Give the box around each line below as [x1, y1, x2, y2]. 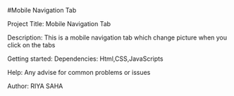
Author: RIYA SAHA [7, 82, 63, 90]
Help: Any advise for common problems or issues [7, 68, 151, 76]
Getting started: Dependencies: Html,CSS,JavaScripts [7, 54, 164, 63]
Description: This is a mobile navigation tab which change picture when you [7, 33, 228, 42]
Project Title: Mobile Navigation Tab [7, 20, 111, 28]
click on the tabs [7, 41, 56, 49]
